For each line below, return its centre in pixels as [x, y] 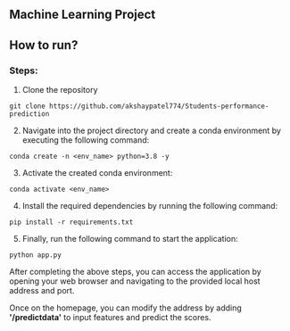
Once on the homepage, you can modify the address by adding [126, 308]
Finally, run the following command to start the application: [130, 239]
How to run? [44, 45]
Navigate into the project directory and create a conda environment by [151, 131]
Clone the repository [60, 90]
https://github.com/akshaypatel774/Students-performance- [159, 106]
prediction [29, 114]
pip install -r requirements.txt [71, 222]
